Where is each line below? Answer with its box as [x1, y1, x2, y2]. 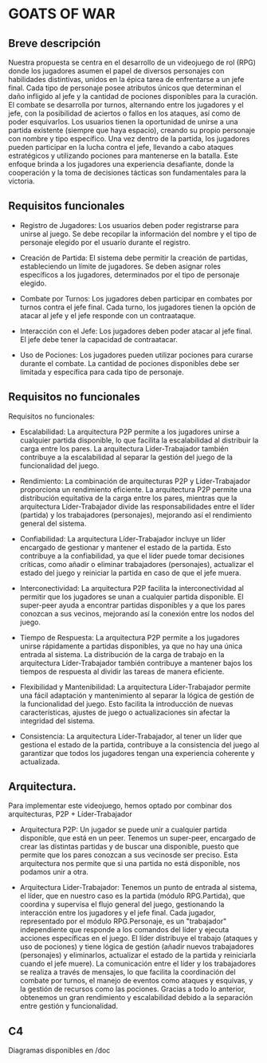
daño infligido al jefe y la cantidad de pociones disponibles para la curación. [8, 92, 258, 100]
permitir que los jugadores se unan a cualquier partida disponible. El [19, 592, 244, 601]
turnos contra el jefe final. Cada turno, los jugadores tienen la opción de [19, 302, 257, 312]
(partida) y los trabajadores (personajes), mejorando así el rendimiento [19, 510, 253, 519]
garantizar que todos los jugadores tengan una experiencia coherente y [19, 748, 255, 758]
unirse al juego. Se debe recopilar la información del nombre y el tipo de [19, 229, 257, 238]
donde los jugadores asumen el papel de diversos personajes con [8, 66, 225, 76]
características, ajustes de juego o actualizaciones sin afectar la [19, 707, 230, 717]
